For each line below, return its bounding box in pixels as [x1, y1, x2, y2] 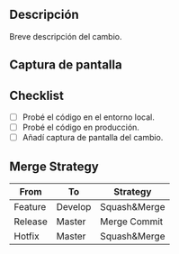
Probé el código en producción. [22, 122, 139, 133]
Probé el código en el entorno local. [22, 112, 156, 122]
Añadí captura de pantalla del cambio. [22, 132, 164, 143]
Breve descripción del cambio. [9, 31, 122, 41]
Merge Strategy [9, 159, 99, 174]
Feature [13, 201, 47, 213]
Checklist [9, 87, 65, 103]
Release [13, 215, 48, 228]
